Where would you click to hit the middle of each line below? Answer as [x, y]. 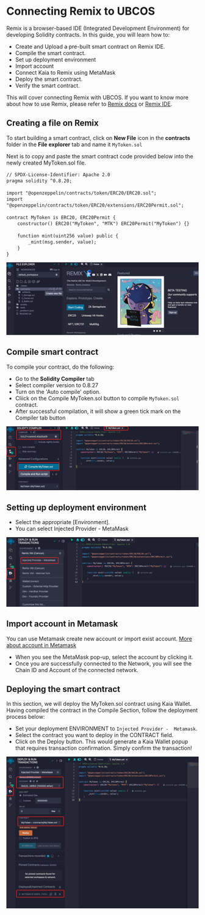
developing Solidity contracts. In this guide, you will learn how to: [88, 34]
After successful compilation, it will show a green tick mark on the [98, 411]
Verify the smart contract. [48, 85]
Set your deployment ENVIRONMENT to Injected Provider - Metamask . [106, 728]
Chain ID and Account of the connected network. [77, 670]
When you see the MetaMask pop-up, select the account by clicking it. [104, 657]
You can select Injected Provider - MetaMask [72, 529]
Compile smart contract [52, 352]
